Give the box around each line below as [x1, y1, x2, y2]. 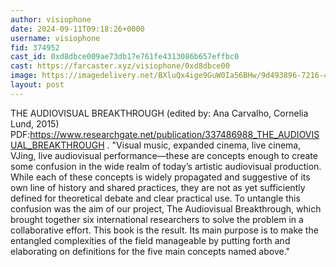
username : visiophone [10, 33, 101, 43]
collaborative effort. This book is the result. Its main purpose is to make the [10, 224, 319, 236]
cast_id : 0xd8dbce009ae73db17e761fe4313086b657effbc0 [10, 52, 240, 62]
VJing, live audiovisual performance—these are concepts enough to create [10, 149, 318, 161]
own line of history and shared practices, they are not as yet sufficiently [10, 181, 306, 193]
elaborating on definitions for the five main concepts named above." [10, 245, 291, 257]
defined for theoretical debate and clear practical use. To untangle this [10, 192, 301, 204]
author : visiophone [10, 14, 92, 25]
